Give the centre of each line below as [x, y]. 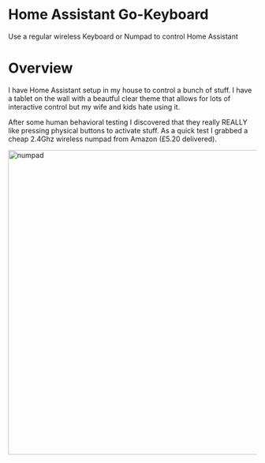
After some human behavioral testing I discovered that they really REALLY [128, 122]
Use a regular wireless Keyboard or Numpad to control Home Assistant [123, 36]
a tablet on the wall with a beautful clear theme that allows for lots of [119, 98]
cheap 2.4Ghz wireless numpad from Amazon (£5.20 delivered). [113, 139]
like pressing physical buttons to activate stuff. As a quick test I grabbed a [128, 130]
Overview [41, 68]
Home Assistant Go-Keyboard [108, 15]
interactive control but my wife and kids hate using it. [94, 106]
